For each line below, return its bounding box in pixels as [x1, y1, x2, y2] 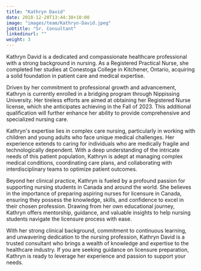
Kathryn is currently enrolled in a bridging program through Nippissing [6, 91, 180, 97]
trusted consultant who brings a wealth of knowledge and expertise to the [6, 240, 189, 246]
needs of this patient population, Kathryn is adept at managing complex [6, 153, 183, 159]
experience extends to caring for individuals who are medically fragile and [6, 140, 190, 147]
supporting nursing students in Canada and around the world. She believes [6, 183, 191, 191]
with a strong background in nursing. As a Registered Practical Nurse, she [6, 59, 189, 67]
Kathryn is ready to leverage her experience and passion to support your [6, 252, 186, 260]
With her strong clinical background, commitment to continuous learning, [6, 227, 187, 234]
